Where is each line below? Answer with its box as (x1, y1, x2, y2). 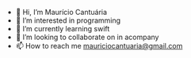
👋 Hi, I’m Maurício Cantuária (15, 8, 108, 16)
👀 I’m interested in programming (15, 16, 121, 25)
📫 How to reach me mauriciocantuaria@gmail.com (15, 42, 183, 50)
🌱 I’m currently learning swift (15, 24, 110, 33)
